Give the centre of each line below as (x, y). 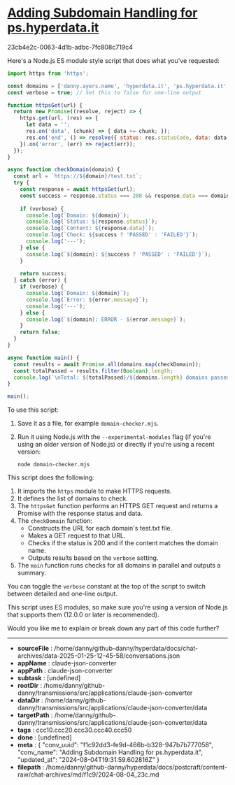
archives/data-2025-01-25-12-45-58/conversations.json (99, 656)
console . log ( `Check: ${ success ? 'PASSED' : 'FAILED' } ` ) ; (112, 235)
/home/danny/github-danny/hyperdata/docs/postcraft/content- (137, 768)
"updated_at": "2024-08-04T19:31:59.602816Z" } (88, 760)
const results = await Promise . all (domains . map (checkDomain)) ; (107, 364)
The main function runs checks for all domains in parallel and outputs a (119, 566)
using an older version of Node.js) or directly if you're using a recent (116, 445)
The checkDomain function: (55, 521)
